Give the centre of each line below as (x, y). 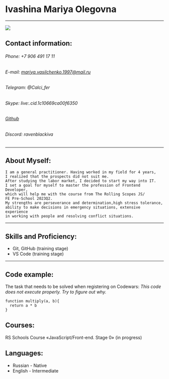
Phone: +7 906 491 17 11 (30, 56)
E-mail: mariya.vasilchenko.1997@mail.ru (48, 72)
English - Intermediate (35, 370)
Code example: (29, 275)
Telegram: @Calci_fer (28, 88)
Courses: (20, 325)
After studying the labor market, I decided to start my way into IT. (81, 181)
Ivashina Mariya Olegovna (61, 9)
